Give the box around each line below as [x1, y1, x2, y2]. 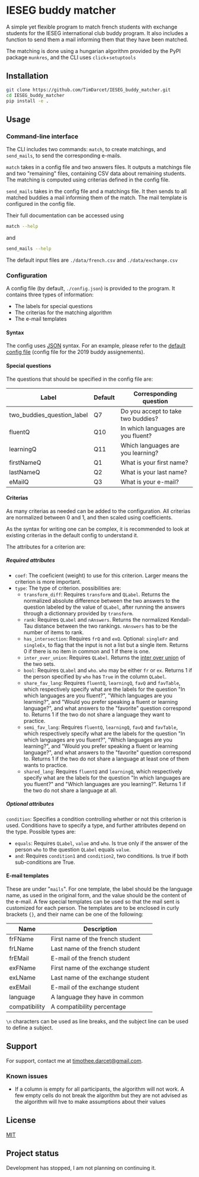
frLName [9, 944, 34, 953]
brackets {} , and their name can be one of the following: [6, 910, 144, 918]
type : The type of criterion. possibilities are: [14, 584, 121, 591]
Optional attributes [6, 800, 54, 807]
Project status [6, 1148, 59, 1159]
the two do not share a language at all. [23, 787, 117, 794]
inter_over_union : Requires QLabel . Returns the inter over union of [23, 654, 185, 661]
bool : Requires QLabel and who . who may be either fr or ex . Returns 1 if [23, 666, 192, 674]
